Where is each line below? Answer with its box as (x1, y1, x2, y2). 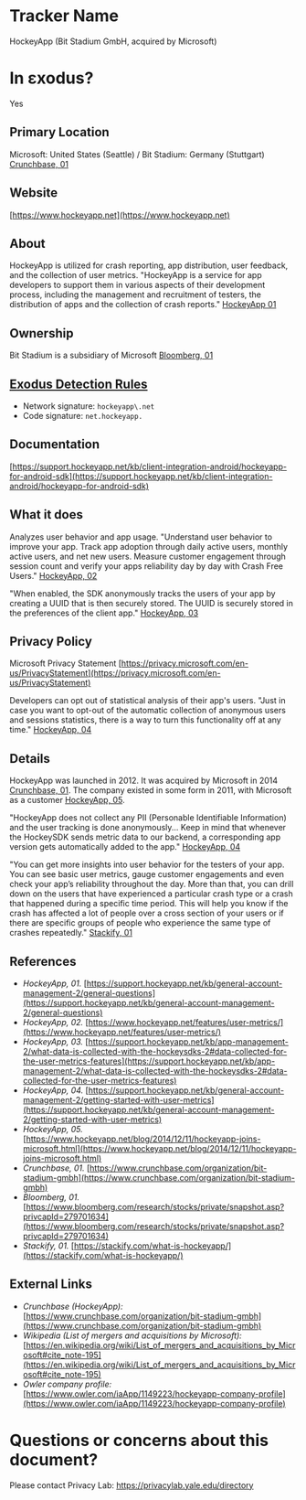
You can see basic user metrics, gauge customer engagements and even (9, 869, 285, 880)
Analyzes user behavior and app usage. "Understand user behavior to (9, 531, 272, 542)
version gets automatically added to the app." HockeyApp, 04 (9, 841, 241, 852)
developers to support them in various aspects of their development (9, 280, 266, 291)
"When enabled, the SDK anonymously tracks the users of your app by (9, 587, 276, 599)
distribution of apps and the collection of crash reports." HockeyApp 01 (9, 299, 277, 310)
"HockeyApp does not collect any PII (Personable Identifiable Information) (9, 812, 288, 823)
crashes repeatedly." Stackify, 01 (9, 927, 132, 938)
